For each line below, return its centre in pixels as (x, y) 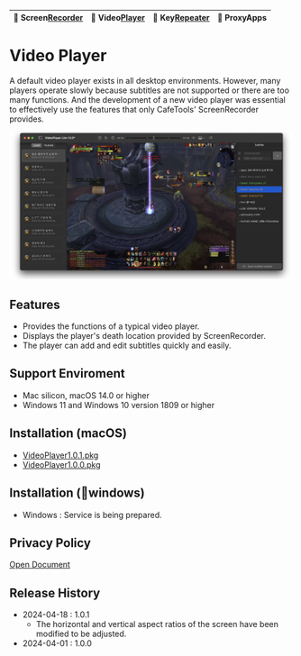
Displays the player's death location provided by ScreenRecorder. (144, 336)
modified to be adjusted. (81, 634)
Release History (55, 592)
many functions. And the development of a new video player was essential (147, 99)
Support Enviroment (67, 374)
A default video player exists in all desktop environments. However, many (145, 80)
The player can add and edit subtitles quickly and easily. (127, 346)
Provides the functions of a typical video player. (111, 326)
